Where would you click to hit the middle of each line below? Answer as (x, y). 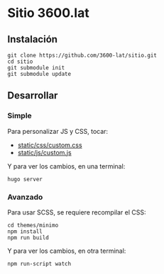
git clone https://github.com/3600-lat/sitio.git (82, 55)
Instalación (33, 39)
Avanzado (25, 197)
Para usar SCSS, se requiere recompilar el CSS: (77, 212)
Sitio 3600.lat (49, 13)
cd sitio (20, 62)
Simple (20, 116)
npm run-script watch (39, 263)
